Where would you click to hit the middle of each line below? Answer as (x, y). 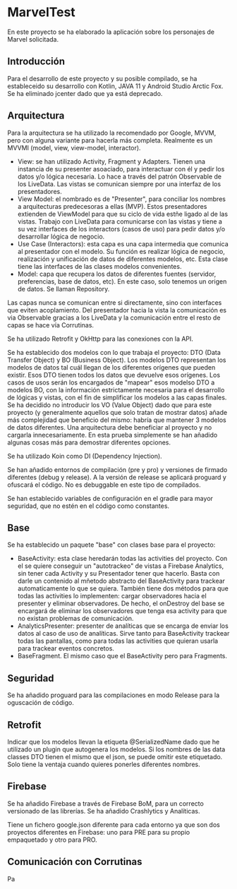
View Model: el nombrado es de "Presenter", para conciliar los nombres (121, 199)
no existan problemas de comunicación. (75, 619)
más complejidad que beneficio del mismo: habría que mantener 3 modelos (117, 420)
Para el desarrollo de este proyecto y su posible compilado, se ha (102, 78)
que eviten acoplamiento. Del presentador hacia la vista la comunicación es (117, 310)
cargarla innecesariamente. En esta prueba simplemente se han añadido (113, 435)
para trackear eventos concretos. (66, 648)
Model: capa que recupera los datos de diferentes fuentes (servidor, (117, 274)
